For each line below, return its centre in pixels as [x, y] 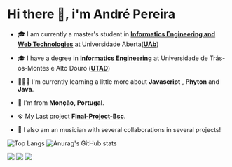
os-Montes [33, 68]
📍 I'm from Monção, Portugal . [61, 102]
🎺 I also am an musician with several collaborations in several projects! [119, 129]
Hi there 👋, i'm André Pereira [91, 14]
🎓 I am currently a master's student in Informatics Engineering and [116, 34]
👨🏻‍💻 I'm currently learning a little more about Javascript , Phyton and [118, 81]
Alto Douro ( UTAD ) [83, 68]
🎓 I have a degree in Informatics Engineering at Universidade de [112, 58]
